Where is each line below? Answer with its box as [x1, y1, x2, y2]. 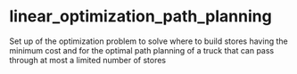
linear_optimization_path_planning [9, 6, 272, 27]
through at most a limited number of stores [9, 54, 167, 65]
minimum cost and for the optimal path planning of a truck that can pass [9, 45, 275, 55]
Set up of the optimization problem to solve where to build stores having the [9, 36, 288, 46]
